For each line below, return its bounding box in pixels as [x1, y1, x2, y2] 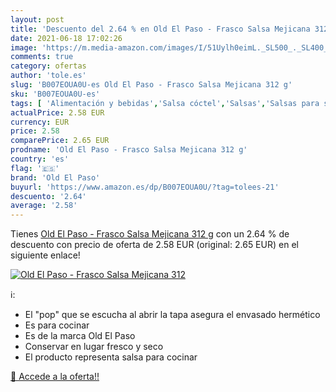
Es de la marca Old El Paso [24, 330, 136, 342]
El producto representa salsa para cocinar [24, 351, 198, 363]
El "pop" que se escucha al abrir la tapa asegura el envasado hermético [24, 309, 321, 321]
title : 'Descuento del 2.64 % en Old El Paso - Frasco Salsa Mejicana [10, 24, 311, 34]
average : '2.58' [10, 201, 78, 211]
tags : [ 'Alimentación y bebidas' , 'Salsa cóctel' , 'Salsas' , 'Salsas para [10, 98, 320, 108]
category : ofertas [10, 61, 87, 71]
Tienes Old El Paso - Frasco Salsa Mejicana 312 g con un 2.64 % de [10, 228, 290, 240]
